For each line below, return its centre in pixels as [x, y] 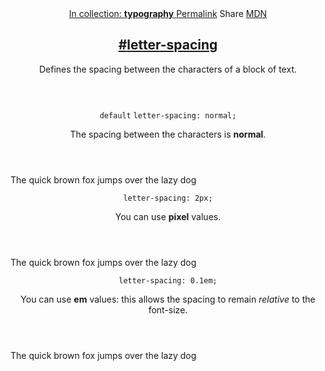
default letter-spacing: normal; [168, 115]
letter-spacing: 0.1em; [168, 280]
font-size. [168, 309]
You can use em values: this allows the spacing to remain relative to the [168, 299]
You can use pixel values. [168, 216]
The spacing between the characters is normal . [168, 134]
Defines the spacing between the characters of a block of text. [167, 69]
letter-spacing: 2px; [168, 198]
